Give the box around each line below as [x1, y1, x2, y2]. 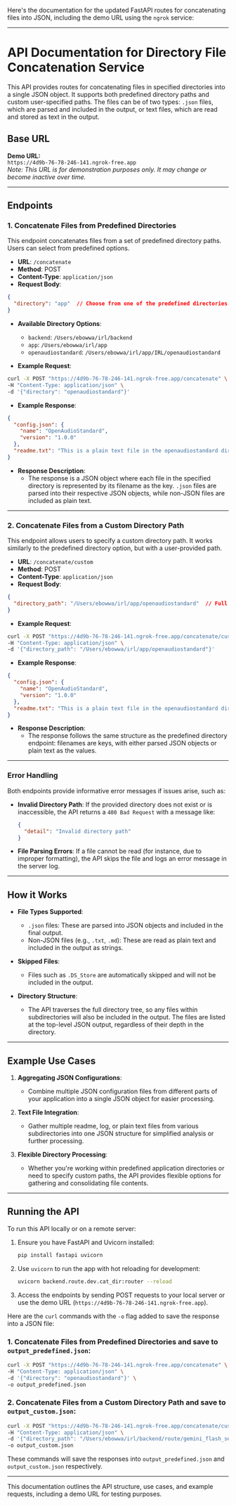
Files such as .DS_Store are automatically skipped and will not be [27, 971, 216, 979]
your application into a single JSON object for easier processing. [27, 1095, 215, 1103]
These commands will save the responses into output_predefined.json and [7, 1454, 225, 1464]
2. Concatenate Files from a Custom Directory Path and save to [7, 1397, 226, 1407]
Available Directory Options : [17, 320, 102, 328]
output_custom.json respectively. [7, 1462, 103, 1471]
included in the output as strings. [27, 944, 124, 952]
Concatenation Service [7, 60, 145, 76]
